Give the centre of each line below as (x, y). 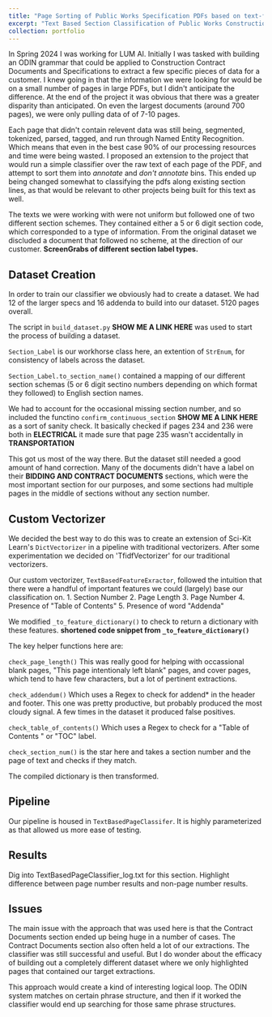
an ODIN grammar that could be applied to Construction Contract (117, 62)
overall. (21, 311)
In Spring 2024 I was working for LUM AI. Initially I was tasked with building (134, 54)
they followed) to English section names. (76, 393)
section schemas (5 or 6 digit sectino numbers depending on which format (133, 384)
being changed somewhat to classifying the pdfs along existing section (127, 182)
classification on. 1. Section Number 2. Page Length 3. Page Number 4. (127, 597)
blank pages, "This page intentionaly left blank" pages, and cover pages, (130, 670)
